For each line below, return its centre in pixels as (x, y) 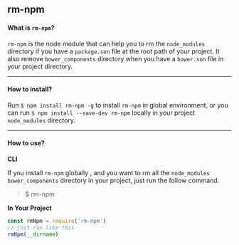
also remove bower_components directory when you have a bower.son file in (116, 58)
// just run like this (41, 228)
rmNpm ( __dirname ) (33, 234)
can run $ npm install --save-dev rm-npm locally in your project (101, 113)
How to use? (26, 143)
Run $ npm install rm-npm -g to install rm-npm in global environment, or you (118, 105)
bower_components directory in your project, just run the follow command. (113, 180)
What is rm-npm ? (31, 27)
